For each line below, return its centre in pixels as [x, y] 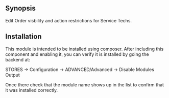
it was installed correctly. [31, 90]
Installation [23, 37]
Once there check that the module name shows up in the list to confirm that [85, 85]
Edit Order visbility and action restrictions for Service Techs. [68, 20]
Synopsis [20, 8]
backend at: [18, 59]
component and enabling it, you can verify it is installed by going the [77, 54]
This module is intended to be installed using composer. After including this [84, 49]
